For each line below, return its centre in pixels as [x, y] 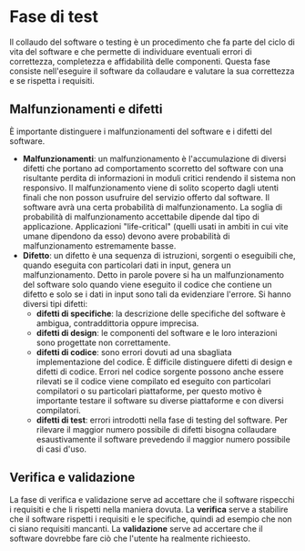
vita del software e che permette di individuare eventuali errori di [131, 51]
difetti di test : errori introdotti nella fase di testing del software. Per [162, 420]
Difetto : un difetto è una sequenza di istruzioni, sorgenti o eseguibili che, [159, 255]
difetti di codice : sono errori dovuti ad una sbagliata [134, 352]
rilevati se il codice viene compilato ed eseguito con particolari [153, 381]
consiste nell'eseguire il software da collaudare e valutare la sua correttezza [152, 71]
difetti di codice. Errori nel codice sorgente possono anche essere [160, 372]
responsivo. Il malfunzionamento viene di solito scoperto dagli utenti [151, 188]
